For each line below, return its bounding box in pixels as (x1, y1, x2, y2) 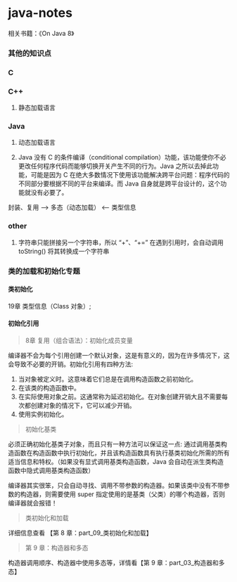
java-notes (8, 5, 73, 21)
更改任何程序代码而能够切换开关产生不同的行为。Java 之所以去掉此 (18, 162, 213, 170)
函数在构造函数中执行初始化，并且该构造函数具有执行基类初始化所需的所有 (13, 448, 230, 457)
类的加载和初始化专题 (8, 266, 80, 276)
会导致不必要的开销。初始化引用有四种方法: (8, 360, 134, 368)
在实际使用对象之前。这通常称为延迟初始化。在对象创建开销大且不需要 (18, 392, 222, 401)
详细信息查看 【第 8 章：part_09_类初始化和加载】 (8, 529, 153, 537)
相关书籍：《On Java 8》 (8, 29, 75, 37)
